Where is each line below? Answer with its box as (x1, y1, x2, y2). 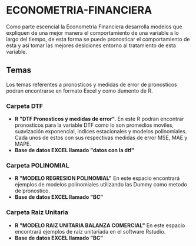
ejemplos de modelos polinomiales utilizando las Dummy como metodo (14, 181, 187, 188)
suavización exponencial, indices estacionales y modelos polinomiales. (14, 128, 187, 135)
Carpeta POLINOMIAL (6, 161, 69, 169)
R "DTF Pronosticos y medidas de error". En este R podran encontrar (14, 116, 184, 123)
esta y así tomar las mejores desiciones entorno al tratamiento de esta (6, 42, 177, 49)
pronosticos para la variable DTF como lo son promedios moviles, (14, 122, 174, 129)
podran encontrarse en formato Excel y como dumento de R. (6, 87, 153, 94)
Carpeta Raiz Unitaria (6, 208, 69, 217)
